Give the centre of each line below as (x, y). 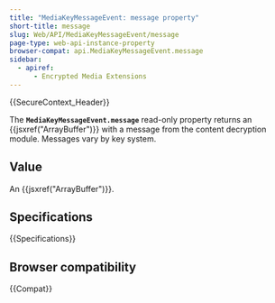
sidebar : (26, 60)
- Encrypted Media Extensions (90, 77)
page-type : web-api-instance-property (82, 43)
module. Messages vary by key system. (83, 138)
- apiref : (36, 69)
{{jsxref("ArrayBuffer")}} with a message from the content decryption (138, 129)
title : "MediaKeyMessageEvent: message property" (105, 18)
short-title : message (50, 26)
